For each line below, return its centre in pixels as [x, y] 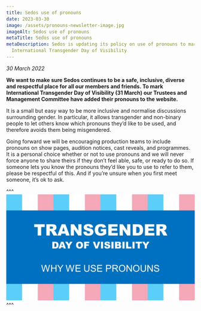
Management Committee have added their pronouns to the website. [92, 99]
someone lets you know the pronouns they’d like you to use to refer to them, [100, 167]
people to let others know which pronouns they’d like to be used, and [91, 123]
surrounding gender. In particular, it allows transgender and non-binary [94, 117]
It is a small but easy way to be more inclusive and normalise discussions [96, 110]
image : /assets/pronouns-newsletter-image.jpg [65, 25]
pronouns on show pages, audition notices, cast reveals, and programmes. [98, 147]
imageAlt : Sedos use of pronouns [48, 32]
